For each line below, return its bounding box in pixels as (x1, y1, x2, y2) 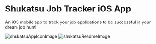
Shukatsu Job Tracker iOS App (5, 3, 131, 14)
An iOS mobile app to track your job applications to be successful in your (5, 19, 151, 25)
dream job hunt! (5, 24, 37, 30)
